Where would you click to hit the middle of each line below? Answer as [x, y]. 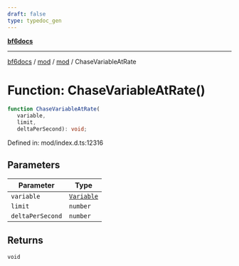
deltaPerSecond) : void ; [52, 129]
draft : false [27, 14]
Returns [26, 241]
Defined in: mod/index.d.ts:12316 [55, 143]
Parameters [34, 165]
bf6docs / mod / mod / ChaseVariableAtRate [72, 61]
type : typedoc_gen [34, 21]
